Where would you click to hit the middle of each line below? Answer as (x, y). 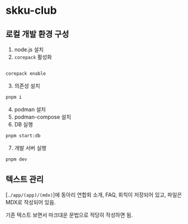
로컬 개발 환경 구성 (37, 34)
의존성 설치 (27, 86)
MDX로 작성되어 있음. (31, 202)
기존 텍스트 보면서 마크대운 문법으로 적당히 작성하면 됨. (69, 215)
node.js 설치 (29, 49)
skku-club (31, 10)
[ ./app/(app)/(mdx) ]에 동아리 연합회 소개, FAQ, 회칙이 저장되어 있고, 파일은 (94, 195)
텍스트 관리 (25, 179)
